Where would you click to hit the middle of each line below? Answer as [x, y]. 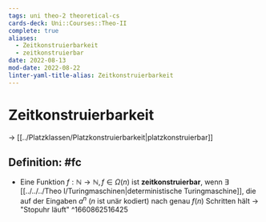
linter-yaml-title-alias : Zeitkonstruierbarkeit [91, 75]
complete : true [34, 30]
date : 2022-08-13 [37, 61]
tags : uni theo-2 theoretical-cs [64, 16]
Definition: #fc [45, 162]
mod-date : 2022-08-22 [44, 68]
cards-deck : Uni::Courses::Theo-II [68, 23]
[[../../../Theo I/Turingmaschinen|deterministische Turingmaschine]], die [138, 191]
